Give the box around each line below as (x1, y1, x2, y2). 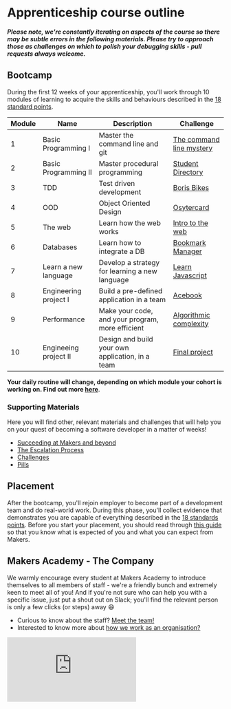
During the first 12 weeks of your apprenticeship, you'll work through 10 (7, 87, 210, 96)
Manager (173, 246, 203, 256)
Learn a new (42, 262, 83, 271)
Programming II (42, 167, 93, 177)
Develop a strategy (98, 257, 160, 267)
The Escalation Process (16, 446, 85, 454)
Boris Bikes (173, 182, 210, 192)
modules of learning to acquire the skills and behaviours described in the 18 (7, 95, 221, 103)
